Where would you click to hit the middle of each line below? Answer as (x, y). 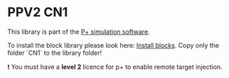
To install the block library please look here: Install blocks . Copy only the (113, 45)
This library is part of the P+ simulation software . (79, 32)
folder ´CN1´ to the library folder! (55, 53)
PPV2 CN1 (38, 12)
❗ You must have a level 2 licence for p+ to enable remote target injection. (115, 67)
